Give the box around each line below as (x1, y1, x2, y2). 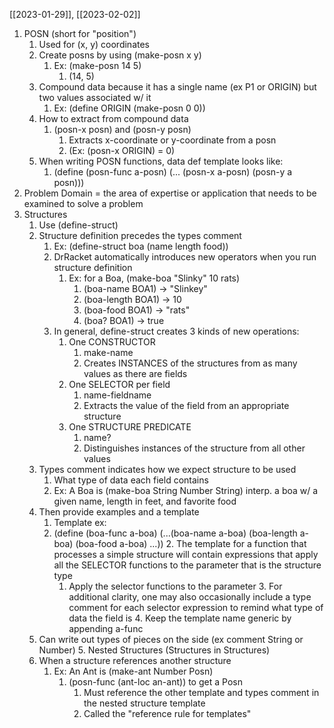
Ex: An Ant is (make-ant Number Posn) (53, 665, 214, 677)
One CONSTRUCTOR (68, 336, 156, 348)
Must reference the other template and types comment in (83, 687, 320, 698)
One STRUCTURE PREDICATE (68, 421, 192, 433)
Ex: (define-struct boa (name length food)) (53, 240, 229, 252)
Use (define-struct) (38, 219, 119, 231)
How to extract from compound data (38, 113, 189, 124)
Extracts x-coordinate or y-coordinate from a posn (68, 134, 277, 146)
